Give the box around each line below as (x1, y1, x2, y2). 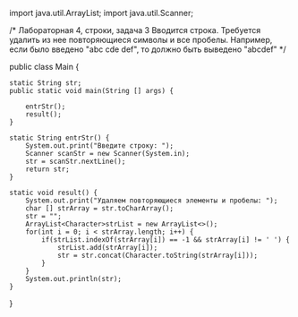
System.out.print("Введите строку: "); (25, 141, 175, 150)
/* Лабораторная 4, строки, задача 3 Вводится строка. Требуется (9, 25, 261, 35)
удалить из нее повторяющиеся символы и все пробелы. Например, (9, 35, 273, 45)
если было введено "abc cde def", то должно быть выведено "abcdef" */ (9, 44, 286, 55)
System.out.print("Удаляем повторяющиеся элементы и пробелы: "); (25, 196, 278, 205)
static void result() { (9, 188, 98, 197)
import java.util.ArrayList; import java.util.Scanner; (9, 8, 194, 18)
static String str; (9, 79, 82, 88)
